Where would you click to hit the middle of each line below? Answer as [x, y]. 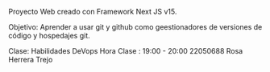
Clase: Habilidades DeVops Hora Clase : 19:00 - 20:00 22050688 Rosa [126, 51]
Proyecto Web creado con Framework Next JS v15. [93, 12]
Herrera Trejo [31, 60]
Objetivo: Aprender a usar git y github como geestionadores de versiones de [135, 27]
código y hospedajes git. [49, 36]
